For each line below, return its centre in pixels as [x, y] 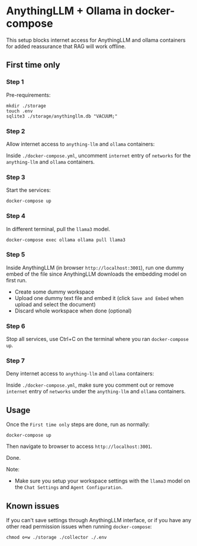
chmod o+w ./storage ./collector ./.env [57, 538]
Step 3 [16, 177]
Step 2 [16, 131]
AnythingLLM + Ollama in [70, 11]
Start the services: [29, 190]
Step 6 [16, 326]
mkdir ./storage [26, 106]
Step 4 [16, 216]
